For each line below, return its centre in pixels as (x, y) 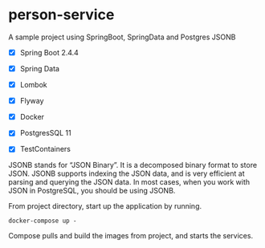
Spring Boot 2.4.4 (49, 52)
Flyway (32, 101)
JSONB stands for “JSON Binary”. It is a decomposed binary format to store (133, 165)
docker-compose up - (43, 221)
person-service (61, 15)
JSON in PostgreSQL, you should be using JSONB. (92, 191)
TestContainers (45, 149)
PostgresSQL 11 (45, 133)
